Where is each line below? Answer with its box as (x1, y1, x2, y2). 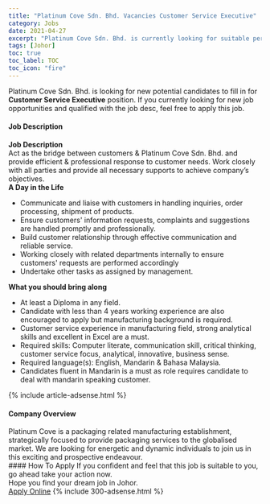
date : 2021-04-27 (8, 27, 67, 35)
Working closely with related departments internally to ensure (19, 249, 224, 258)
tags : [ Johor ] (8, 42, 56, 50)
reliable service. (19, 241, 74, 250)
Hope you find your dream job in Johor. (8, 478, 138, 488)
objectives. (8, 174, 45, 184)
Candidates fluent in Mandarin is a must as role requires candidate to (19, 366, 249, 375)
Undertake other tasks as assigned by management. (19, 266, 194, 276)
